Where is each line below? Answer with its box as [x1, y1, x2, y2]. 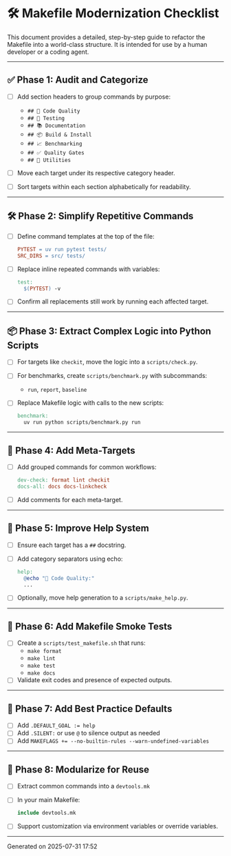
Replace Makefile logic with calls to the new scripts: [16, 399, 164, 407]
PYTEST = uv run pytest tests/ [16, 246, 107, 252]
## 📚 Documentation [27, 122, 86, 129]
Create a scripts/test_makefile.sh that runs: [16, 639, 146, 647]
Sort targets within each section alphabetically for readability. [16, 182, 191, 190]
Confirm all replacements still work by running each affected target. [16, 297, 209, 306]
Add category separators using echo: [16, 555, 123, 563]
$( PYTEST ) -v [23, 285, 61, 292]
